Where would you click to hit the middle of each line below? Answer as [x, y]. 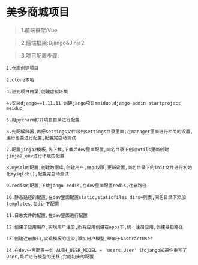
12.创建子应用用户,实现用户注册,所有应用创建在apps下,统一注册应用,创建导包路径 [95, 227]
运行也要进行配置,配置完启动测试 [41, 138]
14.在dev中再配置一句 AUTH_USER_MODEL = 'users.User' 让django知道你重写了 [97, 250]
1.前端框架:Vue [39, 30]
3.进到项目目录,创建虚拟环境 [37, 91]
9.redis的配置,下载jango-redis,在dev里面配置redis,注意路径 [76, 186]
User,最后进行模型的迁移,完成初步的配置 [50, 257]
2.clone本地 [20, 80]
